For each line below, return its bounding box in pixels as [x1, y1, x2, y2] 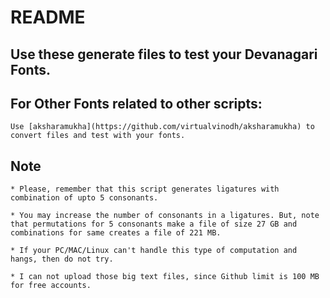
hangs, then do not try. [10, 254, 114, 265]
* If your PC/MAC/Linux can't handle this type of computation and [10, 246, 298, 256]
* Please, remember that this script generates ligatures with [10, 184, 280, 195]
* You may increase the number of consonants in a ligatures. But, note [10, 211, 320, 221]
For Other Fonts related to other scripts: [10, 95, 263, 112]
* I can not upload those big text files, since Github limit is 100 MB [10, 272, 320, 282]
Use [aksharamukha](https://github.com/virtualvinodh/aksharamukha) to [10, 122, 315, 132]
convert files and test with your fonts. [10, 131, 186, 141]
